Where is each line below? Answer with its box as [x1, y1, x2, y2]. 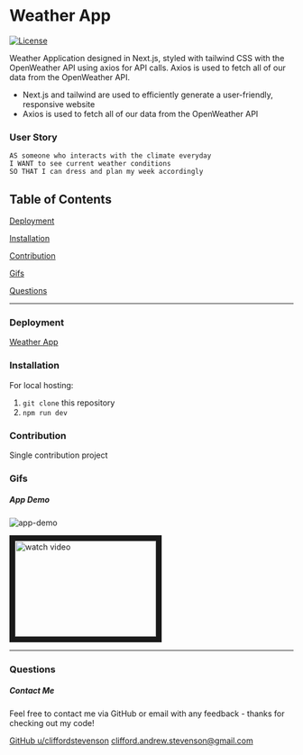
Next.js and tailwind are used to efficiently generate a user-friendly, [22, 89, 273, 100]
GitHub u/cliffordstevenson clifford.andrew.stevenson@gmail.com [9, 735, 254, 746]
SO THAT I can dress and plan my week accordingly [9, 168, 204, 177]
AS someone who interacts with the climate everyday [9, 151, 212, 160]
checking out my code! [9, 717, 95, 728]
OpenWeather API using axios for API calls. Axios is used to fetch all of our [9, 62, 286, 73]
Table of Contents [9, 191, 113, 207]
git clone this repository [22, 397, 115, 408]
